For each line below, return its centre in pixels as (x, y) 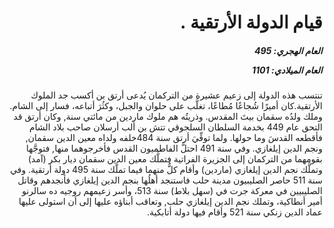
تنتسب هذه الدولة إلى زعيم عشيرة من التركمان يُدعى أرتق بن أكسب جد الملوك (176, 95)
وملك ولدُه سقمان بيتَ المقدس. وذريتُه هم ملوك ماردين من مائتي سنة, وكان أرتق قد (168, 117)
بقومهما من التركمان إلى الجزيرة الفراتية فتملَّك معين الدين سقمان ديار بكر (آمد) (175, 159)
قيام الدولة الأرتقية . (251, 22)
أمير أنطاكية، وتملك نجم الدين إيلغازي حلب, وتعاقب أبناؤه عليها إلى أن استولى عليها (170, 202)
